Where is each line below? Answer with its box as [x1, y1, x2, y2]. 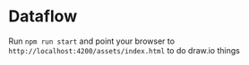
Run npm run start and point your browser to [8, 36, 176, 46]
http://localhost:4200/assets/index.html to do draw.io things [8, 45, 241, 55]
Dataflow [8, 6, 78, 27]
